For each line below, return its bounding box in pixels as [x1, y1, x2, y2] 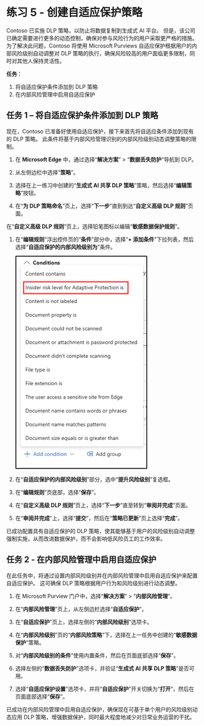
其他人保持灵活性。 [16, 57, 65, 65]
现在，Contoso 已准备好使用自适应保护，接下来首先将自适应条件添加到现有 [6, 127, 194, 134]
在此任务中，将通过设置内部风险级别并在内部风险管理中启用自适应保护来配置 [6, 571, 198, 579]
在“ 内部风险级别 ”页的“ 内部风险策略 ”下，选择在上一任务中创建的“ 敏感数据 [15, 631, 197, 638]
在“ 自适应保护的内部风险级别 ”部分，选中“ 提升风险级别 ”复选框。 [15, 475, 174, 483]
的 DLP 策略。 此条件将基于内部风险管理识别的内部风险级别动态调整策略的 [6, 135, 191, 142]
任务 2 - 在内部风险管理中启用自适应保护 [6, 554, 157, 565]
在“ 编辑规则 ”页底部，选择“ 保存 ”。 [15, 488, 100, 496]
